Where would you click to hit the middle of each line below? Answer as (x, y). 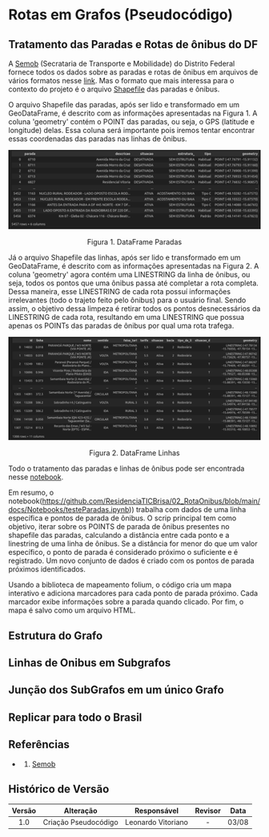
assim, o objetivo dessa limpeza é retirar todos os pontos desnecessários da (134, 308)
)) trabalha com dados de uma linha (188, 510)
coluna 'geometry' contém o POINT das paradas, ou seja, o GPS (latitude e (131, 121)
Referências (39, 744)
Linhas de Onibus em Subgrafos (90, 663)
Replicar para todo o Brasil (75, 717)
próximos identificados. (47, 569)
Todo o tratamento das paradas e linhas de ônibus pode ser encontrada (126, 469)
